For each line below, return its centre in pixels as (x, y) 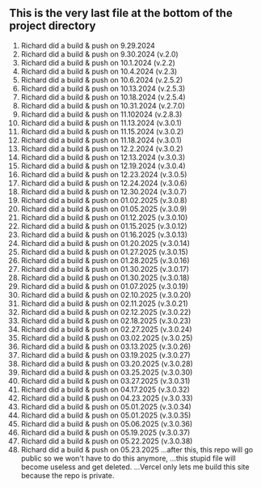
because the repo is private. (67, 475)
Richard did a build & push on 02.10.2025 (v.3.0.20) (106, 295)
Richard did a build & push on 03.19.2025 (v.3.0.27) (105, 354)
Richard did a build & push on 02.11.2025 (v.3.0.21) (104, 303)
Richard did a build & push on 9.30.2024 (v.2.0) (99, 54)
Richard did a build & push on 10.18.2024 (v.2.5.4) (103, 97)
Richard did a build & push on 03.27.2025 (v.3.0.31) (105, 380)
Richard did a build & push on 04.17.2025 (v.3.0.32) (105, 389)
